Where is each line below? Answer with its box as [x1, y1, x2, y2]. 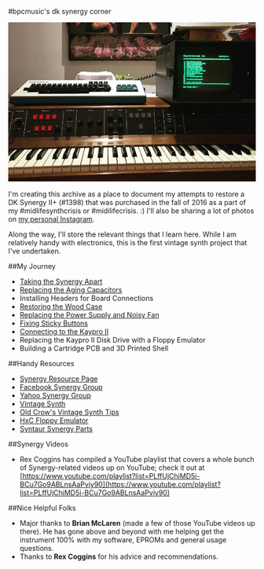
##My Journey [8, 262, 57, 271]
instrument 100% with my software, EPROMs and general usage [19, 535, 227, 545]
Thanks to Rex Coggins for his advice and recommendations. [19, 552, 218, 561]
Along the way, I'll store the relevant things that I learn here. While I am [8, 229, 237, 239]
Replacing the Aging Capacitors [19, 285, 123, 295]
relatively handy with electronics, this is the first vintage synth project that [8, 238, 247, 248]
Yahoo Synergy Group [19, 391, 92, 400]
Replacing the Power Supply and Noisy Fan [19, 310, 159, 320]
